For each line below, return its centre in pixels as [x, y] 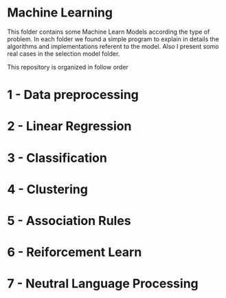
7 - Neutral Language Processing [103, 284]
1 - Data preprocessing [73, 95]
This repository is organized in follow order [68, 67]
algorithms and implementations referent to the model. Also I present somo [113, 46]
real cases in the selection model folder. [64, 54]
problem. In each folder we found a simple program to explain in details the [113, 39]
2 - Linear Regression [69, 126]
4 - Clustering [47, 189]
